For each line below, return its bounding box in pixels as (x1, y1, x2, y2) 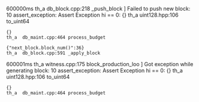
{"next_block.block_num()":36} (6, 45, 85, 51)
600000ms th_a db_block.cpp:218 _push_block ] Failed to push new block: (6, 5, 191, 12)
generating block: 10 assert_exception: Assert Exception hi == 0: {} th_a (6, 67, 183, 74)
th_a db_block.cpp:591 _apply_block (6, 50, 101, 56)
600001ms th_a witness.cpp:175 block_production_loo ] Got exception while (6, 61, 194, 67)
